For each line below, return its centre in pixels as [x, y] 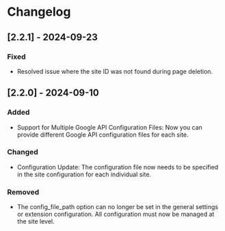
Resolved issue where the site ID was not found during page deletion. [115, 71]
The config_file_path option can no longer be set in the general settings [118, 207]
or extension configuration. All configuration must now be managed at [116, 214]
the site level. [36, 221]
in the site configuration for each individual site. [84, 174]
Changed [23, 152]
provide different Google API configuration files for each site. [103, 135]
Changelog [39, 12]
